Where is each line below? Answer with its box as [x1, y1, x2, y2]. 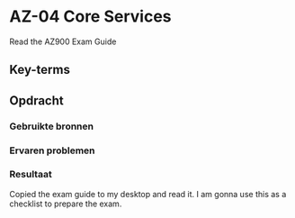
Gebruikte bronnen [9, 120, 94, 132]
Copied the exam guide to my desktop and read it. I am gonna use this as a [9, 188, 287, 199]
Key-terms [9, 62, 70, 77]
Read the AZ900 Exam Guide [9, 36, 117, 47]
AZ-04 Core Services [9, 6, 172, 27]
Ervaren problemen [9, 144, 96, 157]
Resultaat [9, 168, 52, 181]
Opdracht [9, 93, 65, 108]
